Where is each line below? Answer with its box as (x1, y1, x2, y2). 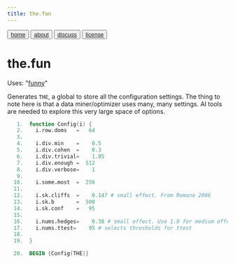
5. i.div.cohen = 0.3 (16, 147, 101, 154)
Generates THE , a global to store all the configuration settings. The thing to (7, 92, 220, 101)
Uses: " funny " (7, 78, 48, 87)
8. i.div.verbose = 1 (16, 166, 96, 173)
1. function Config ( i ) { (16, 120, 92, 128)
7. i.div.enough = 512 (16, 159, 96, 166)
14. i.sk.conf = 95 (13, 205, 96, 212)
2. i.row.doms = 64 (16, 127, 96, 134)
